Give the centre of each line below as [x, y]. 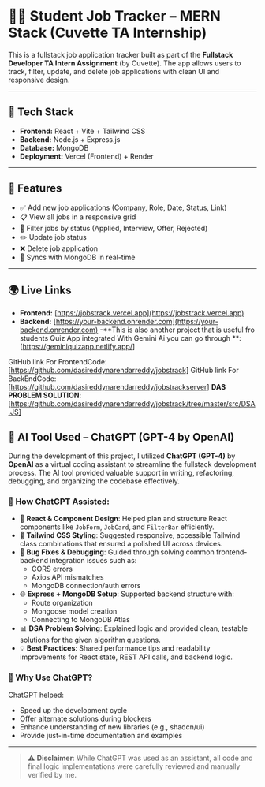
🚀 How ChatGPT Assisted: [59, 502]
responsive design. [39, 80]
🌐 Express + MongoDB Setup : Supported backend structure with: [127, 594]
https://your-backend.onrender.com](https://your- [137, 322]
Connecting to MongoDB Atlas [80, 620]
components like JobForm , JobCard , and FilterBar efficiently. [117, 527]
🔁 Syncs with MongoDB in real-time [77, 257]
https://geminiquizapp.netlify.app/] [79, 347]
